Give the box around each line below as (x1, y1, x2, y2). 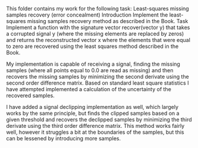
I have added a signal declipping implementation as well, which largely (6, 104, 179, 110)
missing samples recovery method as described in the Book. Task (27, 18, 188, 24)
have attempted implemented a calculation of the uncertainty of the (6, 86, 171, 92)
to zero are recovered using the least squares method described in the (6, 43, 179, 50)
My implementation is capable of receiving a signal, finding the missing (6, 60, 180, 67)
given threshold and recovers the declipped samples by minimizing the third (6, 116, 192, 123)
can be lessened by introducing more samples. (6, 135, 121, 141)
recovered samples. (6, 92, 55, 99)
